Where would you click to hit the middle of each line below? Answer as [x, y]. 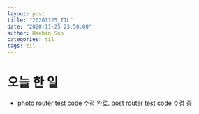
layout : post [26, 14]
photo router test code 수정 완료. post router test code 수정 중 [104, 103]
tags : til [22, 46]
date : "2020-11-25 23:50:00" [50, 26]
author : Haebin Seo [36, 33]
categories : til [31, 40]
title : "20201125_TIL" [40, 20]
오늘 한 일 [33, 82]
